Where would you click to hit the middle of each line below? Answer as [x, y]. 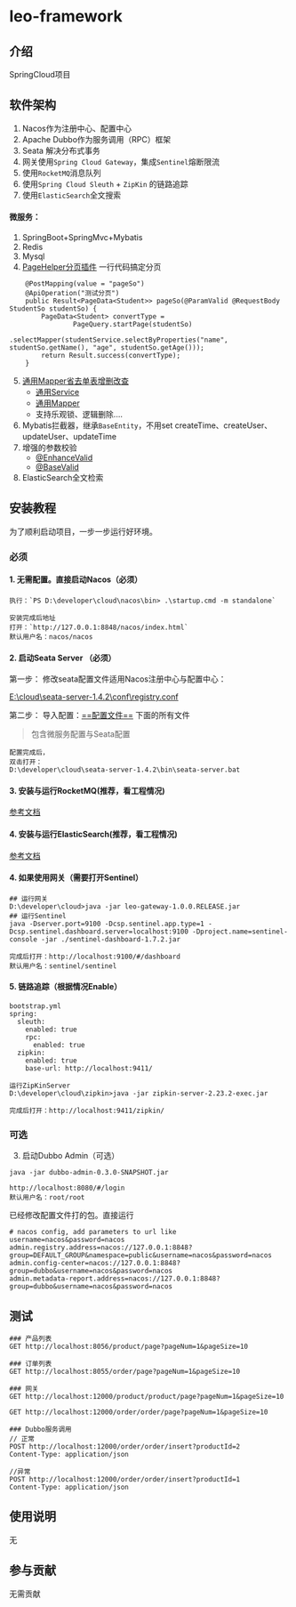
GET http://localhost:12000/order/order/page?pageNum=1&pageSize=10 [139, 1412]
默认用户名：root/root [47, 1198]
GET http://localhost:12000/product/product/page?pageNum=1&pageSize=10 [147, 1397]
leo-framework [66, 16]
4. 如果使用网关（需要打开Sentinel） [76, 877]
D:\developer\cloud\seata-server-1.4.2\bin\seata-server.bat [125, 770]
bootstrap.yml [36, 1006]
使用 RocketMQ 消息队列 [62, 173]
